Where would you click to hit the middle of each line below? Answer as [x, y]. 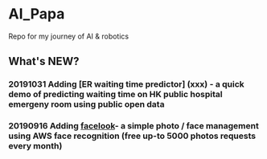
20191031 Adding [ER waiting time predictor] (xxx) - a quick [127, 84]
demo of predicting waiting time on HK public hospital [115, 95]
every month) [35, 146]
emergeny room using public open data [86, 104]
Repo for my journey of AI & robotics [69, 36]
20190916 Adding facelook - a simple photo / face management [133, 126]
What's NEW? [44, 61]
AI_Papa [37, 14]
